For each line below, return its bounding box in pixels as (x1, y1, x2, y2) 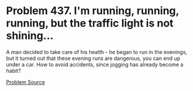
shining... (6, 29, 54, 42)
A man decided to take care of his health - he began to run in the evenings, (6, 48, 188, 55)
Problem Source (6, 78, 45, 86)
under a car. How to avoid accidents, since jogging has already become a (6, 60, 184, 68)
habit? (6, 67, 21, 74)
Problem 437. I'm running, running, (6, 4, 180, 18)
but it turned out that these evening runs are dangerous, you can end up (6, 55, 181, 62)
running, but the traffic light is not (6, 16, 174, 30)
